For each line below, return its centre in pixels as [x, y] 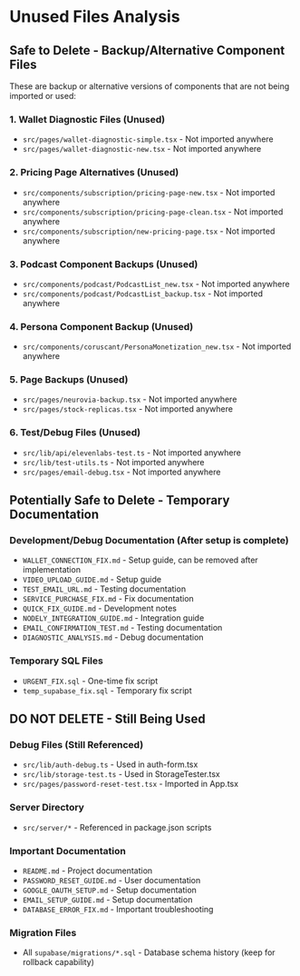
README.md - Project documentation [87, 871]
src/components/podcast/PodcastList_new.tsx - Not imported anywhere [156, 284]
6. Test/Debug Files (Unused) [75, 433]
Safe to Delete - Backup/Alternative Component [147, 50]
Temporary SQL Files [57, 661]
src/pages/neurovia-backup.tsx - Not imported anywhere [130, 399]
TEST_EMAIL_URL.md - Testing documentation [104, 589]
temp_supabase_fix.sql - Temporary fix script [107, 690]
